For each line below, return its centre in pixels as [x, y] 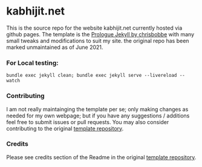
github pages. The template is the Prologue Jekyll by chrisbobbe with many [100, 34]
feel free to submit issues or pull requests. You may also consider [88, 122]
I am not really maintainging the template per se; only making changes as [97, 109]
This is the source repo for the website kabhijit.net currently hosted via [94, 28]
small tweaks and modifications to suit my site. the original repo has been [98, 41]
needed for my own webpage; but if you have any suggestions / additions [98, 116]
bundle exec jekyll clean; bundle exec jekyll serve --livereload [92, 76]
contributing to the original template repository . [65, 128]
